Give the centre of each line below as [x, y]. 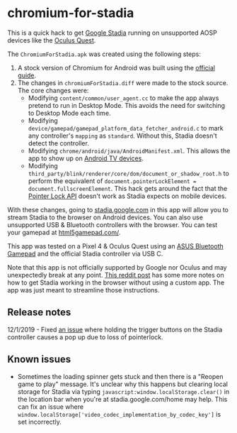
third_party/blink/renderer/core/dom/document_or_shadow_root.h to [129, 173]
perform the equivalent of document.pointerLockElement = [112, 181]
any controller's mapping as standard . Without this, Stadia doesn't [122, 136]
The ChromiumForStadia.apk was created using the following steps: [104, 54]
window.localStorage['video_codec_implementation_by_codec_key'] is [119, 414]
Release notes [39, 313]
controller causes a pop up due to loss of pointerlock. [86, 337]
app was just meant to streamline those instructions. [83, 290]
